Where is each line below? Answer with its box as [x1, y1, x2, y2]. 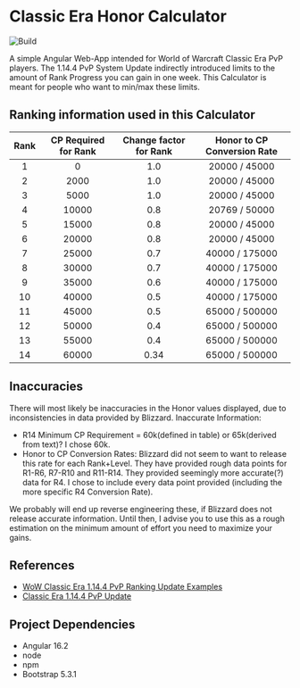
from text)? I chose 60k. [21, 439, 111, 450]
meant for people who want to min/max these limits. [9, 81, 201, 92]
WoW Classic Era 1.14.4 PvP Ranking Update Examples [21, 582, 223, 593]
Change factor [122, 134, 186, 146]
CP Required [50, 134, 105, 146]
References [9, 558, 75, 573]
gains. [9, 532, 32, 543]
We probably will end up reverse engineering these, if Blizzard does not [9, 503, 272, 514]
